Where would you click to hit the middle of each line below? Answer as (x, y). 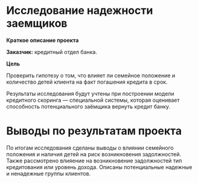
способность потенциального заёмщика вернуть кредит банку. (88, 106)
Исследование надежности (80, 11)
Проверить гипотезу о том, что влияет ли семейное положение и (91, 75)
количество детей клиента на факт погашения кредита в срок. (87, 82)
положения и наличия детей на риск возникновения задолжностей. (94, 154)
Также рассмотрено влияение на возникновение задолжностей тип (94, 161)
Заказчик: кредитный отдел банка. (52, 52)
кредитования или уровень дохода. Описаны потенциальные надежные (99, 167)
